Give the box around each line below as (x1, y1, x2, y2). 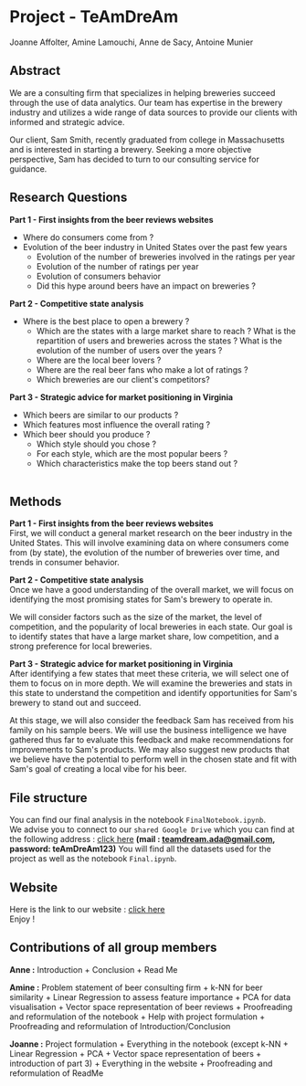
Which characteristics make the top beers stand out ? (36, 458, 238, 469)
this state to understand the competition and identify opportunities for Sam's (9, 688, 298, 699)
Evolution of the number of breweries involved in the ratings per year (36, 251, 296, 262)
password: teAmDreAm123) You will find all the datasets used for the (9, 843, 271, 855)
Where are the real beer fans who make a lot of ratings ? (36, 364, 248, 375)
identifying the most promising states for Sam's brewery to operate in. (9, 594, 273, 605)
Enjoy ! (9, 913, 36, 924)
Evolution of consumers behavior (36, 270, 162, 281)
